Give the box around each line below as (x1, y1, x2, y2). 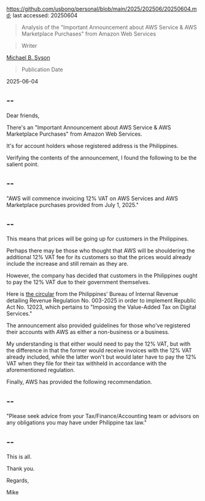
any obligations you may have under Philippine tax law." (6, 419, 147, 426)
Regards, (6, 477, 29, 484)
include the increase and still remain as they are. (6, 260, 129, 268)
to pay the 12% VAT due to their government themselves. (6, 279, 150, 286)
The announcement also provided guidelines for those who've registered (6, 322, 190, 329)
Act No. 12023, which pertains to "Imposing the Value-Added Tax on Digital (6, 303, 196, 311)
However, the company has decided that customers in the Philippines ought (6, 272, 198, 279)
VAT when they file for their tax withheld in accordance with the (6, 360, 167, 367)
